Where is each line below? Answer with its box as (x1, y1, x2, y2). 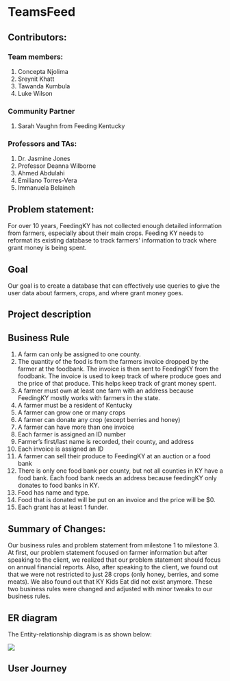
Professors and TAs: (8, 139, 77, 149)
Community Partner (8, 106, 75, 116)
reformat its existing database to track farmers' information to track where (8, 236, 217, 245)
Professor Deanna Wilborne (17, 162, 97, 170)
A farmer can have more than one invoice (17, 423, 135, 432)
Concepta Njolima (17, 67, 69, 75)
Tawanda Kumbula (17, 82, 71, 90)
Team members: (8, 52, 64, 62)
